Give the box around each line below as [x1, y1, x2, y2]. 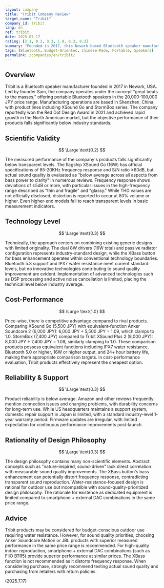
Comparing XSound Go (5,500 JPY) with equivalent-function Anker [5, 323, 140, 329]
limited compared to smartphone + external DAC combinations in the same [5, 495, 155, 501]
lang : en [5, 25, 23, 30]
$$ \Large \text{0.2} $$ [58, 147, 106, 153]
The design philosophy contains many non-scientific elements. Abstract [5, 459, 150, 464]
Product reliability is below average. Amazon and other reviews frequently [5, 396, 154, 402]
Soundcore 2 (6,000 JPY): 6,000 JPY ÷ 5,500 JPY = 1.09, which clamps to [5, 328, 155, 334]
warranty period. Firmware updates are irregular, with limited [15, 417, 138, 422]
